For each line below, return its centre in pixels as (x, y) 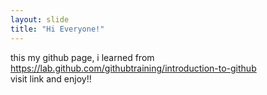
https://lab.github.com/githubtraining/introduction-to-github (133, 68)
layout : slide (40, 19)
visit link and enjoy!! (51, 78)
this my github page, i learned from (82, 57)
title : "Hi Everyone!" (57, 29)
